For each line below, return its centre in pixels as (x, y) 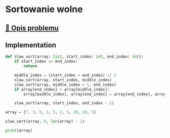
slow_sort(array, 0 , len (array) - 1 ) (45, 122)
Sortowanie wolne (44, 9)
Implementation (31, 45)
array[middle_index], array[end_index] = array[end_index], (88, 94)
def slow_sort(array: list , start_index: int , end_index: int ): (74, 57)
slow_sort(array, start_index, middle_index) (63, 80)
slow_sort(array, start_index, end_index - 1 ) (64, 103)
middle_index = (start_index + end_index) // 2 (65, 75)
